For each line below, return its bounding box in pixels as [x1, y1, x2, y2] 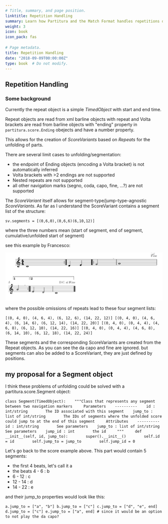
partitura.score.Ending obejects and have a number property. [5, 127, 135, 133]
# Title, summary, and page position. [5, 8, 86, 13]
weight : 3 [5, 24, 26, 29]
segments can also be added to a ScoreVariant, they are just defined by [5, 350, 152, 356]
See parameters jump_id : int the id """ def [5, 429, 142, 434]
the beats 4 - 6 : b [12, 468, 50, 474]
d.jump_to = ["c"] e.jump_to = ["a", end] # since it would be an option [5, 509, 162, 514]
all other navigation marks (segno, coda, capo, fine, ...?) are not [12, 183, 143, 189]
